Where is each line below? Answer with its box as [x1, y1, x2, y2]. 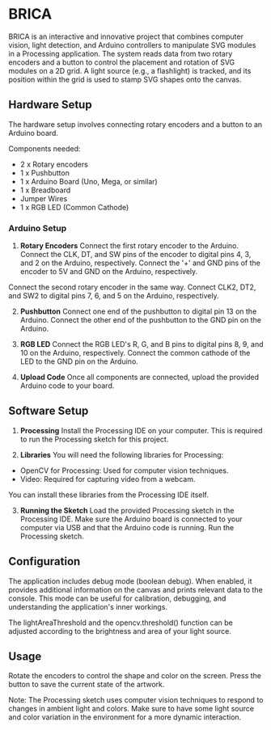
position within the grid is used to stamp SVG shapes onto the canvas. [8, 74, 242, 84]
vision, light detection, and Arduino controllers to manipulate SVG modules [8, 40, 256, 49]
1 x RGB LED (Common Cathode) [19, 202, 129, 212]
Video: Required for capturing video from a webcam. [19, 474, 196, 483]
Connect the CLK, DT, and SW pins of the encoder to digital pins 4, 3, [19, 250, 252, 260]
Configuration [8, 555, 81, 568]
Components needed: [8, 143, 81, 154]
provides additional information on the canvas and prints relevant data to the [8, 584, 263, 594]
